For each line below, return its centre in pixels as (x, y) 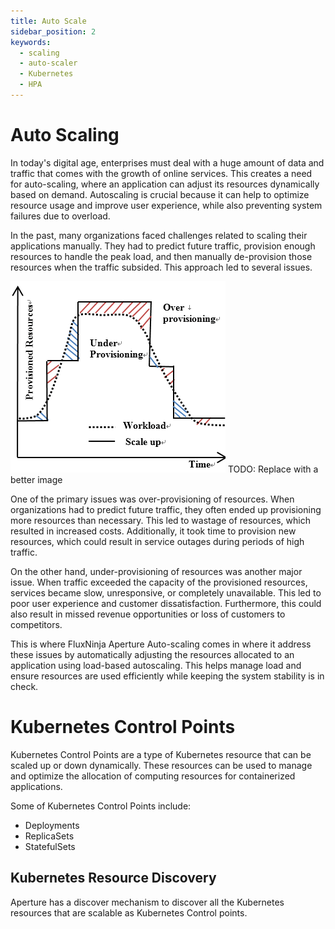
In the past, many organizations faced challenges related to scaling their (159, 235)
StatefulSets (50, 846)
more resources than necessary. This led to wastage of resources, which (160, 520)
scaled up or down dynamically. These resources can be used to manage (161, 765)
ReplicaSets (49, 836)
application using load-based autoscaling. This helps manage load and (156, 665)
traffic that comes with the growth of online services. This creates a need (161, 173)
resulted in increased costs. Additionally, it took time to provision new (153, 531)
